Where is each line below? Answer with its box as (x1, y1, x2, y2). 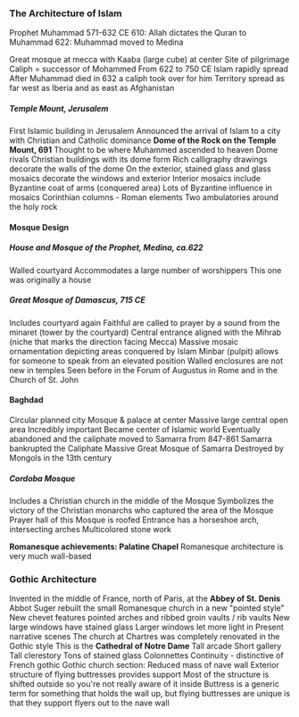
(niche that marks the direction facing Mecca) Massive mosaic (9, 336, 239, 346)
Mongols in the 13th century (9, 453, 112, 463)
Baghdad (9, 395, 44, 405)
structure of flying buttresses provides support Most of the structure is (9, 669, 270, 680)
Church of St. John (9, 374, 79, 385)
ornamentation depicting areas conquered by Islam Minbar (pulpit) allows (9, 346, 279, 356)
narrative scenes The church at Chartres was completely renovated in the (9, 631, 280, 642)
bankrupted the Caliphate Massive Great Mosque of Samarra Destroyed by (9, 443, 284, 454)
